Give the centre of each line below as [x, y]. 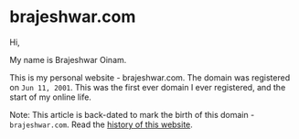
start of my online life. [50, 97]
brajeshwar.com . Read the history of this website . [101, 124]
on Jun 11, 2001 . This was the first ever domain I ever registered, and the [148, 87]
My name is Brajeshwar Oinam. [68, 59]
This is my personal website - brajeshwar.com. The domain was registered [150, 77]
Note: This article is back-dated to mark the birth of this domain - [132, 114]
